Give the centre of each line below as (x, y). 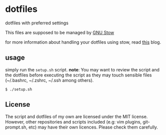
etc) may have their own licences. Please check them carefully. (93, 127)
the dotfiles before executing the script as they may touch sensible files (79, 75)
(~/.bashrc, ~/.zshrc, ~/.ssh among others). (49, 80)
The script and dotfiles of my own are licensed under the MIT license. (77, 116)
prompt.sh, (16, 127)
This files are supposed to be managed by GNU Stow (60, 32)
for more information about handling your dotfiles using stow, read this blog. (83, 42)
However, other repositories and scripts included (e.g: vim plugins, (74, 122)
